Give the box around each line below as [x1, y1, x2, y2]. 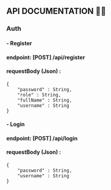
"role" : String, [17, 92, 62, 98]
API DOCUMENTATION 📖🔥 [6, 6, 107, 16]
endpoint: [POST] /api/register [6, 53, 85, 61]
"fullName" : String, [17, 97, 72, 103]
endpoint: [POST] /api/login [6, 134, 78, 142]
